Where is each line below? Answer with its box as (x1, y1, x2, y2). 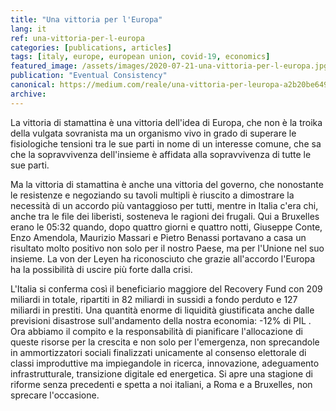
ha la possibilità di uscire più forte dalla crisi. (10, 263, 193, 275)
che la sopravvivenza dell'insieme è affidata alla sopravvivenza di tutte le (10, 148, 312, 160)
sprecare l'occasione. (10, 389, 100, 401)
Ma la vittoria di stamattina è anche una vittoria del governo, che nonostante (10, 178, 324, 190)
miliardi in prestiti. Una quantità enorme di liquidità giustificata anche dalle (10, 304, 315, 316)
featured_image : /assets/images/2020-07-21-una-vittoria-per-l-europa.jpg (10, 61, 329, 71)
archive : (10, 89, 47, 99)
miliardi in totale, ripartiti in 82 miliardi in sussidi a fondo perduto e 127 (10, 293, 298, 305)
